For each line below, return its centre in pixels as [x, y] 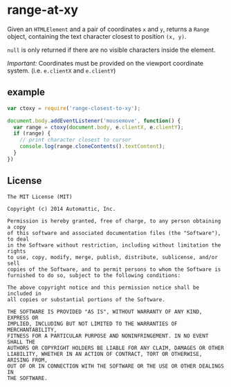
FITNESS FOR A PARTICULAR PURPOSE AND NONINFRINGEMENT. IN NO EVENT [108, 336]
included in [24, 293]
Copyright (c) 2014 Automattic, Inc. [62, 209]
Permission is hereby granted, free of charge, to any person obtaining [114, 221]
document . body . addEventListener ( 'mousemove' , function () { [94, 121]
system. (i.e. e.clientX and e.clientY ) [62, 70]
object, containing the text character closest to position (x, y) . [97, 36]
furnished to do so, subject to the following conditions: [94, 275]
